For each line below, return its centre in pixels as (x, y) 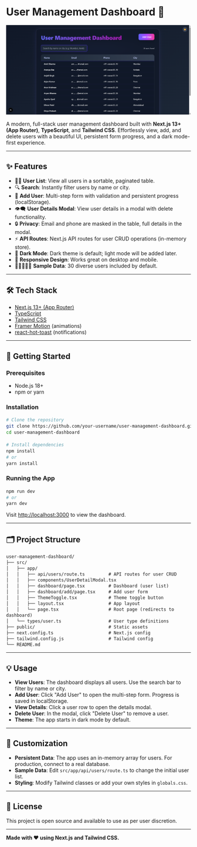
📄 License (24, 807)
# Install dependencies (35, 445)
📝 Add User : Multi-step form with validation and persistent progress (96, 195)
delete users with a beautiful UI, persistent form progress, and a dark (89, 136)
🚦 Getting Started (38, 356)
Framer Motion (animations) (48, 326)
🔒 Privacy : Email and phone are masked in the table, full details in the (98, 223)
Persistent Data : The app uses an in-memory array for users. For (93, 758)
